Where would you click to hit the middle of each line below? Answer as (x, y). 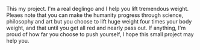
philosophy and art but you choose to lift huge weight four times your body (99, 21)
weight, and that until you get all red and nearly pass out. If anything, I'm (96, 28)
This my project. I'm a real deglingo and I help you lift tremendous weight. (97, 9)
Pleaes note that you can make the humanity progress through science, (95, 15)
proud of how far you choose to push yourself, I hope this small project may (100, 34)
